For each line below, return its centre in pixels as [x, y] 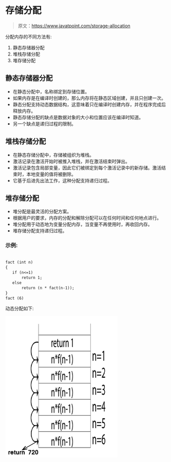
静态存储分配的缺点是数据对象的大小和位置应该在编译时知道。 [78, 117]
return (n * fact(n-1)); [48, 288]
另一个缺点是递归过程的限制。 [44, 123]
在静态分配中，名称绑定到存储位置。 [51, 91]
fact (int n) [19, 262]
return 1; [32, 278]
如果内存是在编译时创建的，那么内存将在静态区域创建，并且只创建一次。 [89, 98]
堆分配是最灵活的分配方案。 [42, 212]
